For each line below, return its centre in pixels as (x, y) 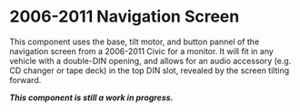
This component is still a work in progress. (92, 98)
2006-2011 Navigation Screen (125, 17)
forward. (25, 79)
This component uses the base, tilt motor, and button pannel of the (135, 42)
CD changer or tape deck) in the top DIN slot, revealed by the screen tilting (150, 70)
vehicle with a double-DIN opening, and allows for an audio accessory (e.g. (150, 61)
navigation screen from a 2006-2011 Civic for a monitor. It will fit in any (142, 51)
